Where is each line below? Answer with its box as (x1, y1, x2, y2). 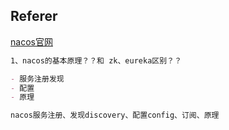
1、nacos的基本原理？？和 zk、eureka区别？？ (10, 55, 182, 66)
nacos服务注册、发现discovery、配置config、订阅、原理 (10, 110, 220, 121)
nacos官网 (10, 35, 53, 48)
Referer (10, 8, 58, 25)
